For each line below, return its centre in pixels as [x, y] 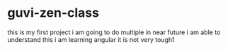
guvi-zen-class [53, 13]
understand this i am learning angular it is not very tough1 [91, 39]
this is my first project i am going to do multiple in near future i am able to [114, 32]
